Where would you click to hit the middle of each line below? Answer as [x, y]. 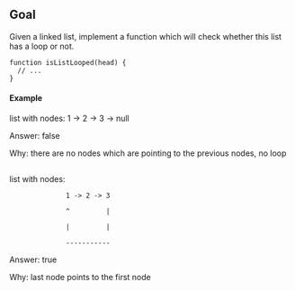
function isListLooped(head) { [68, 62]
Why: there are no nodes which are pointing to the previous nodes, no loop [148, 153]
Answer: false [35, 136]
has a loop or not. [42, 46]
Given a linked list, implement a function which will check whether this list [145, 36]
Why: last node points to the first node [80, 277]
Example [26, 98]
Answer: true [33, 259]
